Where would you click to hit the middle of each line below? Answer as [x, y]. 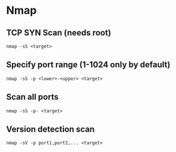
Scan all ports [32, 97]
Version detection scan [50, 129]
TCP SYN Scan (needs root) [59, 33]
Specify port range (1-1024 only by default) [88, 65]
